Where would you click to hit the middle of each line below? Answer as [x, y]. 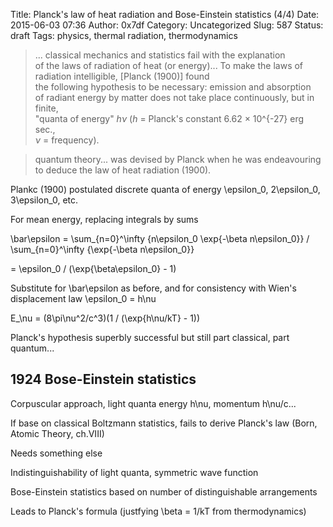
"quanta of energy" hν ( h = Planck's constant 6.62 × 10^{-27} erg [169, 118]
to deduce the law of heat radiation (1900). [123, 170]
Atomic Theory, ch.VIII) [57, 433]
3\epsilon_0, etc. [44, 200]
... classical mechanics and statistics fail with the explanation [160, 55]
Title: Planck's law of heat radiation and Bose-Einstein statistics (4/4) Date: [165, 14]
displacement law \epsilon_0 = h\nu [83, 298]
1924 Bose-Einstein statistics [103, 379]
